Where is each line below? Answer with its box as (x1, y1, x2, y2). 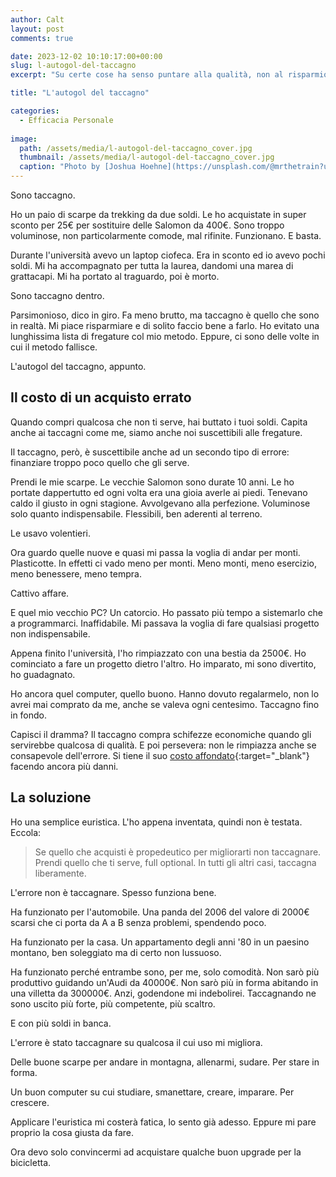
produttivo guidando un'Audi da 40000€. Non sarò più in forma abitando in (10, 976, 319, 988)
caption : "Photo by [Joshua (19, 162, 137, 172)
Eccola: (10, 826, 42, 838)
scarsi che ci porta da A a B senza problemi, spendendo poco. (10, 916, 267, 928)
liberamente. (34, 867, 87, 879)
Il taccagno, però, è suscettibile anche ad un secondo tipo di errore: (10, 446, 290, 458)
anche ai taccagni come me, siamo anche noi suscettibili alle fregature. (10, 426, 303, 438)
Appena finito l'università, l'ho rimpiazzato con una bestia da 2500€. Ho (10, 647, 307, 659)
